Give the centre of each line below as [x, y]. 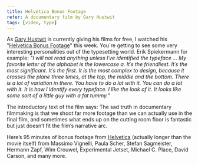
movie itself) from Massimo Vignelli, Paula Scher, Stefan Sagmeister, [90, 143]
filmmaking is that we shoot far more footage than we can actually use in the [100, 113]
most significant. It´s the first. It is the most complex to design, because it [95, 71]
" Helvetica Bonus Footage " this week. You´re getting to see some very [92, 45]
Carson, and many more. [37, 156]
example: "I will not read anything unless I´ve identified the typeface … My [97, 58]
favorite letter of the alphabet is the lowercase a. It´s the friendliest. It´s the [97, 64]
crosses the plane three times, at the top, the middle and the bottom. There [98, 77]
